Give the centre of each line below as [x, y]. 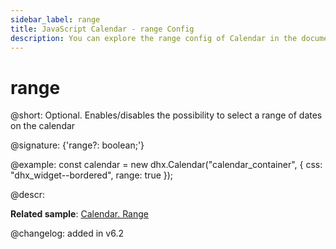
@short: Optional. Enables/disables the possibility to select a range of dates [166, 115]
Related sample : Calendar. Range [79, 214]
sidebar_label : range [55, 19]
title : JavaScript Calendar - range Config [102, 29]
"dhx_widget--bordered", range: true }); [92, 175]
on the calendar [43, 126]
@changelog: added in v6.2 [67, 233]
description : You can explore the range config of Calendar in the [154, 38]
